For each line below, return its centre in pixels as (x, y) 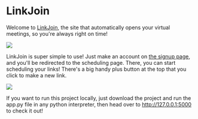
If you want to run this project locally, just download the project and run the (99, 98)
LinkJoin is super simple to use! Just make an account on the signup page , (98, 56)
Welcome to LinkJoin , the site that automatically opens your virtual (88, 27)
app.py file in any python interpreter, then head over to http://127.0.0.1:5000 (99, 104)
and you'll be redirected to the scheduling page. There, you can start (91, 62)
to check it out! (25, 111)
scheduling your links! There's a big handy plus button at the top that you (96, 69)
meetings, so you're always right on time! (57, 33)
